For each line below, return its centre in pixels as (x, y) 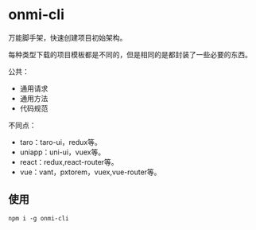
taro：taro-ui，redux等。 (60, 142)
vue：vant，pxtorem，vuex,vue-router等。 (90, 172)
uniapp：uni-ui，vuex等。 (62, 152)
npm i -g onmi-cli (39, 218)
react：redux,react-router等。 (69, 162)
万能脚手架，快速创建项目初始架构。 (68, 37)
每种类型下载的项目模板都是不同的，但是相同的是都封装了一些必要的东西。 (130, 54)
